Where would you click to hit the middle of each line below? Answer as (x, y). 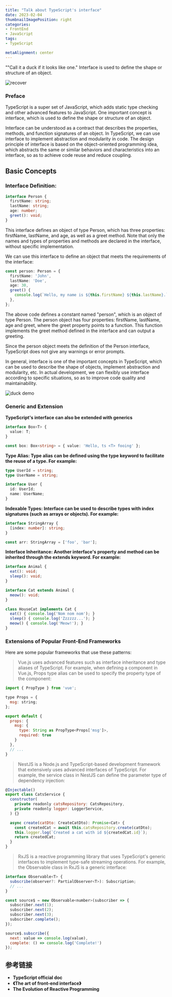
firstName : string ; (31, 201)
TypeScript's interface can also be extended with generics (69, 418)
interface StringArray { (32, 523)
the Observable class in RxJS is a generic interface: (72, 867)
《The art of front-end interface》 (47, 983)
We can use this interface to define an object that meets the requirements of (86, 256)
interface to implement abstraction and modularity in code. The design (80, 138)
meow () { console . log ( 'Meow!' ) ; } (47, 623)
